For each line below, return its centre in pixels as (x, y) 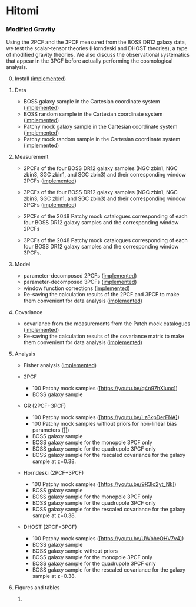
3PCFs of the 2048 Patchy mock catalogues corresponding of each (105, 240)
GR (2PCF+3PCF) (45, 406)
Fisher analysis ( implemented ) (60, 365)
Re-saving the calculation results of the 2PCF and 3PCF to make (101, 295)
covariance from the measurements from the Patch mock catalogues (107, 324)
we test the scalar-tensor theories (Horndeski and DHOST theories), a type (97, 48)
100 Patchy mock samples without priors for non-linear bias (104, 424)
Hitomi (23, 11)
